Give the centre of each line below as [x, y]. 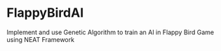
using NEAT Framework [41, 39]
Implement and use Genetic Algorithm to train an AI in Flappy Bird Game [110, 32]
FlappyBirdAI [45, 13]
